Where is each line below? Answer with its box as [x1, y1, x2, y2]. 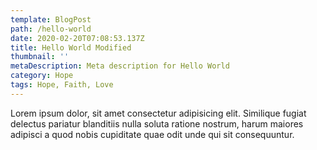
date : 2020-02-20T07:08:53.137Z [10, 33, 145, 43]
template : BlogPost [10, 14, 92, 25]
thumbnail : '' [10, 52, 70, 62]
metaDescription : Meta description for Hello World [10, 61, 230, 71]
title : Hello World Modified [10, 42, 132, 53]
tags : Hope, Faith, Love [10, 80, 114, 90]
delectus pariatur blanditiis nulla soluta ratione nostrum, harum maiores [10, 117, 304, 130]
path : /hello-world [10, 24, 92, 34]
